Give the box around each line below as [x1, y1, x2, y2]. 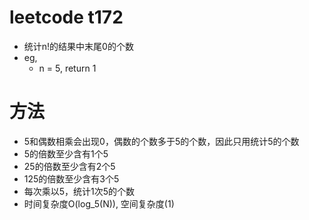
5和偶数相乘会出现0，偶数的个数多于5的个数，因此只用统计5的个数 [23, 135, 300, 147]
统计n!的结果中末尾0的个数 [23, 40, 134, 52]
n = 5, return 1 [38, 62, 97, 74]
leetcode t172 [9, 6, 124, 29]
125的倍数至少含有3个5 [23, 172, 120, 185]
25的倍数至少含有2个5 [23, 160, 116, 172]
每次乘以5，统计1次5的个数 [23, 185, 136, 197]
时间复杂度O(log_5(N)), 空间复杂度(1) [23, 197, 175, 210]
